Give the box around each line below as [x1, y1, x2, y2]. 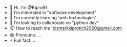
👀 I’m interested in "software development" [9, 10, 97, 15]
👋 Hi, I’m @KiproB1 [9, 5, 47, 10]
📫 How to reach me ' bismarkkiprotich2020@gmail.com [9, 25, 122, 31]
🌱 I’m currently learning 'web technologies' [9, 15, 96, 20]
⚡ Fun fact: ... [9, 37, 37, 43]
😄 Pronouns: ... [9, 32, 42, 38]
